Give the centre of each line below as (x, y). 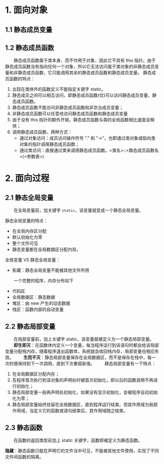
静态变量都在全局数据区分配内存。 (46, 250)
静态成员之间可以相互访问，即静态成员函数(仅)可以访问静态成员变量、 (82, 95)
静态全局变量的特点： (26, 221)
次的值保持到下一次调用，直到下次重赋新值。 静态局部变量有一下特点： (81, 364)
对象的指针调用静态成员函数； (49, 144)
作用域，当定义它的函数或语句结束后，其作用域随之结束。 (70, 411)
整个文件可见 (25, 243)
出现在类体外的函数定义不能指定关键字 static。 (59, 89)
